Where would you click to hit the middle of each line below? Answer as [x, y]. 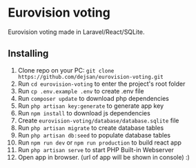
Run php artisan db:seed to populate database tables [94, 135]
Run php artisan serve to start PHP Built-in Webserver [96, 149]
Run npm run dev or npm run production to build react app [100, 142]
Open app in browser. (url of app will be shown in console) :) [104, 157]
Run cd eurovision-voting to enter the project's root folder [101, 84]
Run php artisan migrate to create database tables [91, 128]
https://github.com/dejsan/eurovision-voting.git [91, 77]
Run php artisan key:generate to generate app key [91, 106]
